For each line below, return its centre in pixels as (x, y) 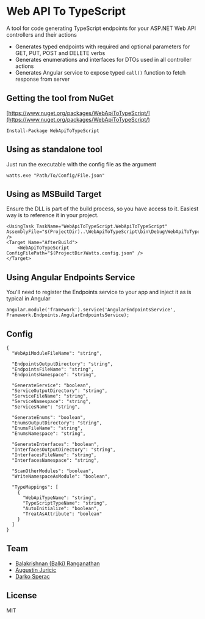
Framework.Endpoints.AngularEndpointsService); (68, 315)
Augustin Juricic (36, 569)
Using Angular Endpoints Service (71, 277)
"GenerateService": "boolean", (52, 385)
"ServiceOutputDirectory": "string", (60, 391)
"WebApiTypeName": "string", (59, 498)
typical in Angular (28, 298)
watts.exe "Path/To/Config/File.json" (56, 176)
